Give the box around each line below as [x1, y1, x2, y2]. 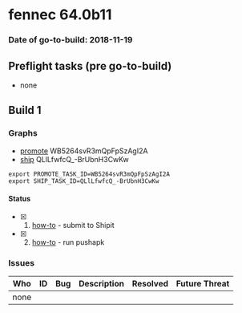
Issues [8, 257, 35, 268]
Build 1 [8, 104, 42, 117]
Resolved [131, 278, 169, 290]
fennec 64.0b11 [8, 6, 112, 24]
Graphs [8, 128, 38, 139]
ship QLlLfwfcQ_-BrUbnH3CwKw [19, 154, 130, 164]
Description [79, 278, 124, 290]
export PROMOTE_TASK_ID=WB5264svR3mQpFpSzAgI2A [8, 170, 171, 178]
